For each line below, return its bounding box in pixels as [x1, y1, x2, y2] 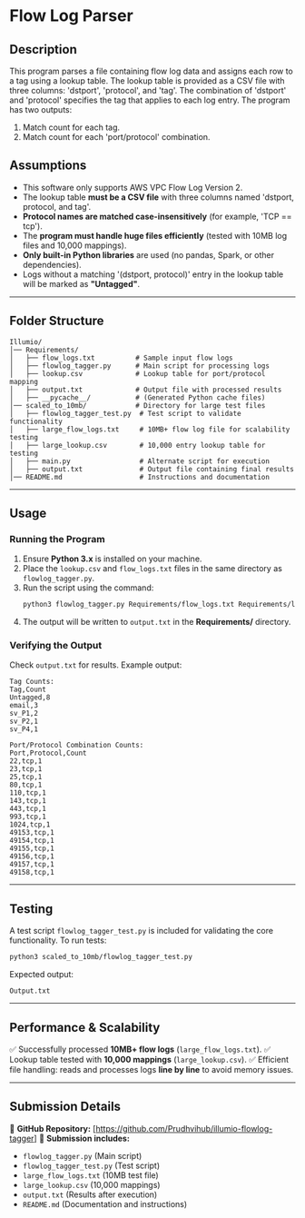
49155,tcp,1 [9, 844, 54, 854]
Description [9, 42, 77, 57]
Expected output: [9, 969, 74, 980]
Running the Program [9, 532, 106, 545]
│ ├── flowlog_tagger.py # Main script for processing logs [9, 361, 271, 371]
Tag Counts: [9, 678, 54, 687]
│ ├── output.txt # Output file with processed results [9, 385, 282, 394]
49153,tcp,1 [9, 828, 54, 837]
